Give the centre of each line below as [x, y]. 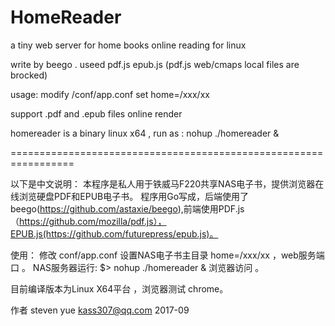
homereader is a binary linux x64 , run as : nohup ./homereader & [145, 133]
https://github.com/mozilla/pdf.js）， [93, 221]
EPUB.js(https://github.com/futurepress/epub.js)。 [114, 233]
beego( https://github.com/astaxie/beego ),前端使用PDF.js [127, 208]
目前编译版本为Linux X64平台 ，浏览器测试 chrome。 [119, 288]
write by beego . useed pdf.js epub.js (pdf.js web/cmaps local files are [155, 64]
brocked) [29, 75]
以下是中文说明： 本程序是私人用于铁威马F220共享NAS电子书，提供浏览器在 [167, 183]
